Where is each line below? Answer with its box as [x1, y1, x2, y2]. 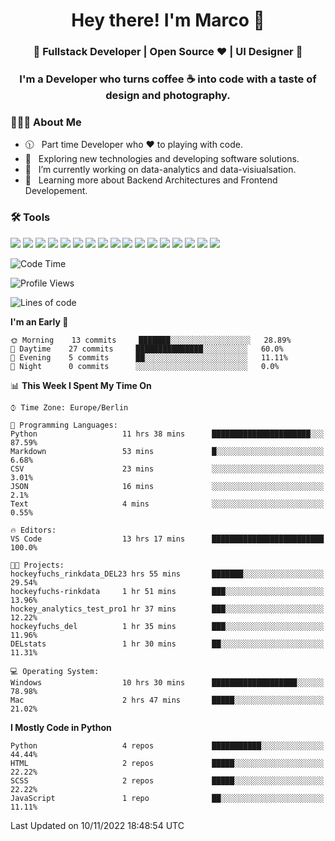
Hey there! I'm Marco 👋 [71, 9, 265, 32]
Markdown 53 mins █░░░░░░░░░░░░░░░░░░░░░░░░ [10, 446, 325, 456]
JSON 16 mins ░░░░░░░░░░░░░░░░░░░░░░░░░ [10, 481, 325, 491]
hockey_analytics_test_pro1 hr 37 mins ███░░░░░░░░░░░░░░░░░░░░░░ [10, 604, 325, 614]
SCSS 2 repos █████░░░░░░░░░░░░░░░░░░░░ [10, 775, 325, 786]
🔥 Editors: [10, 525, 57, 535]
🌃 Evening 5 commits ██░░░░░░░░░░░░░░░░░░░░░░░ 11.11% [10, 352, 288, 363]
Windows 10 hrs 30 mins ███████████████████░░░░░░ [10, 677, 325, 688]
